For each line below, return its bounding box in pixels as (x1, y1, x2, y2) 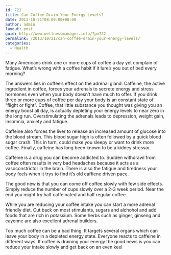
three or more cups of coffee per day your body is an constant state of (5, 97, 154, 103)
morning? (5, 70, 26, 77)
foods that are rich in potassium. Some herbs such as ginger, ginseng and (5, 212, 161, 218)
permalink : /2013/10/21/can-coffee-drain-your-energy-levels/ (5, 36, 140, 41)
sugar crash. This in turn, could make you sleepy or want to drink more (5, 139, 154, 145)
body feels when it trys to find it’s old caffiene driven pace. (5, 171, 129, 177)
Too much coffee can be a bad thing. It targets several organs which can (5, 227, 158, 234)
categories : (5, 41, 31, 46)
